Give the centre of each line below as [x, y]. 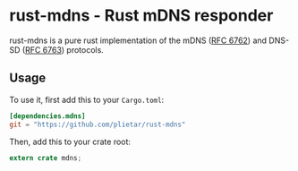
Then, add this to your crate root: [70, 141]
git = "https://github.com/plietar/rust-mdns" [98, 124]
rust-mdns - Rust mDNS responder [141, 16]
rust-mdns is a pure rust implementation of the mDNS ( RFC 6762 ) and [138, 40]
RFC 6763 [44, 49]
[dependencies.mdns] [48, 116]
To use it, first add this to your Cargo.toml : [87, 99]
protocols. [85, 49]
